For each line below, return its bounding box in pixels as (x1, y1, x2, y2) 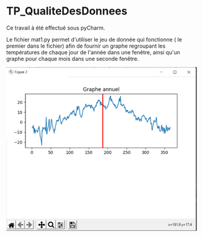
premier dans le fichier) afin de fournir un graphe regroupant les (6, 42, 166, 49)
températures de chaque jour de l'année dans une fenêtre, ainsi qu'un (6, 48, 180, 55)
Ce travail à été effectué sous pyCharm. (6, 24, 106, 31)
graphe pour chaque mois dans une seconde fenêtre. (6, 55, 139, 62)
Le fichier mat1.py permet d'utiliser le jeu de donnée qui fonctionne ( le (6, 36, 182, 43)
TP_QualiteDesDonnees (6, 4, 128, 18)
